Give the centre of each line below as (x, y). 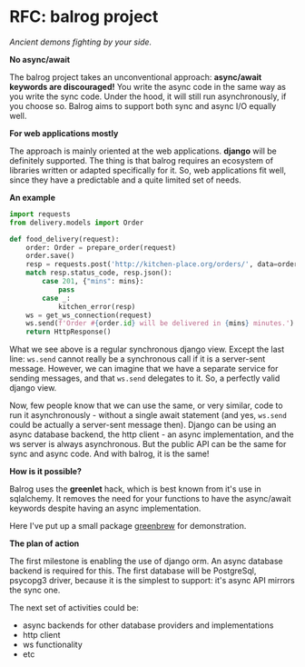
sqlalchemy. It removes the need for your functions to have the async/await (151, 499)
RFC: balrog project (84, 17)
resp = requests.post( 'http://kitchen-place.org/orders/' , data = (152, 264)
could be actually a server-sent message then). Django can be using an (143, 425)
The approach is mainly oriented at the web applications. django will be (143, 151)
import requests (40, 214)
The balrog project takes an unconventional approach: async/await (136, 77)
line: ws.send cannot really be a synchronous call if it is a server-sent (138, 359)
